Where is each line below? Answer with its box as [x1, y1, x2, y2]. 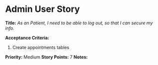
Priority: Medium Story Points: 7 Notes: [5, 54, 88, 60]
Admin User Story [5, 3, 80, 15]
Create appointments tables [12, 44, 70, 50]
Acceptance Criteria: [5, 35, 50, 41]
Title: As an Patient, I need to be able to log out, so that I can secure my [5, 20, 153, 26]
